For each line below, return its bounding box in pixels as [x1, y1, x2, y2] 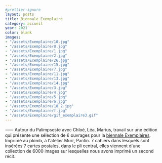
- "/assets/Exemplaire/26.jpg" [5, 58, 70, 63]
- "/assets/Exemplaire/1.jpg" [5, 48, 68, 53]
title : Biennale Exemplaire [5, 16, 63, 21]
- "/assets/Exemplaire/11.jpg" [5, 72, 70, 77]
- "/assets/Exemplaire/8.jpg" [5, 44, 68, 49]
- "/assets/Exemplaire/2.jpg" [5, 53, 68, 58]
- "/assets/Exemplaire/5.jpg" [5, 94, 68, 99]
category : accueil [5, 21, 43, 26]
